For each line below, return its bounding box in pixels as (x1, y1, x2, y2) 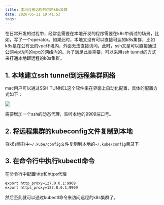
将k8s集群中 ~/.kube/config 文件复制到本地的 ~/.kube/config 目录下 (5, 141, 139, 147)
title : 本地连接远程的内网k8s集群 (5, 7, 68, 12)
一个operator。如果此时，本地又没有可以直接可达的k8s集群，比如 (22, 37, 155, 42)
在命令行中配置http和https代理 (5, 171, 67, 177)
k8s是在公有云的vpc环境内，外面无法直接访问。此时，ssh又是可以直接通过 (5, 43, 157, 49)
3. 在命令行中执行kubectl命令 (5, 157, 95, 165)
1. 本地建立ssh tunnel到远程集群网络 (5, 71, 116, 80)
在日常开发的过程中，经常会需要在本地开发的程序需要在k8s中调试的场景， (5, 31, 155, 37)
